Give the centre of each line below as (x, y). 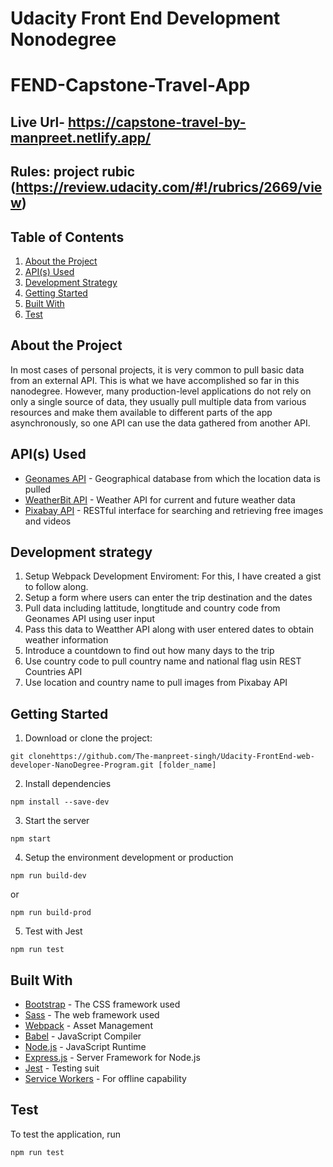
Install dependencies (68, 784)
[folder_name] (187, 765)
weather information (66, 640)
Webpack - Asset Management (88, 1026)
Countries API (53, 672)
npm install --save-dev (60, 802)
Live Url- (38, 122)
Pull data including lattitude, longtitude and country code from (152, 608)
